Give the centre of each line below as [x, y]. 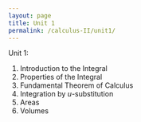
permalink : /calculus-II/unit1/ [62, 30]
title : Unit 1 [32, 23]
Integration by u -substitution [67, 94]
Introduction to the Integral [63, 69]
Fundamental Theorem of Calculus [76, 85]
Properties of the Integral [61, 77]
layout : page [30, 16]
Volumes [34, 111]
